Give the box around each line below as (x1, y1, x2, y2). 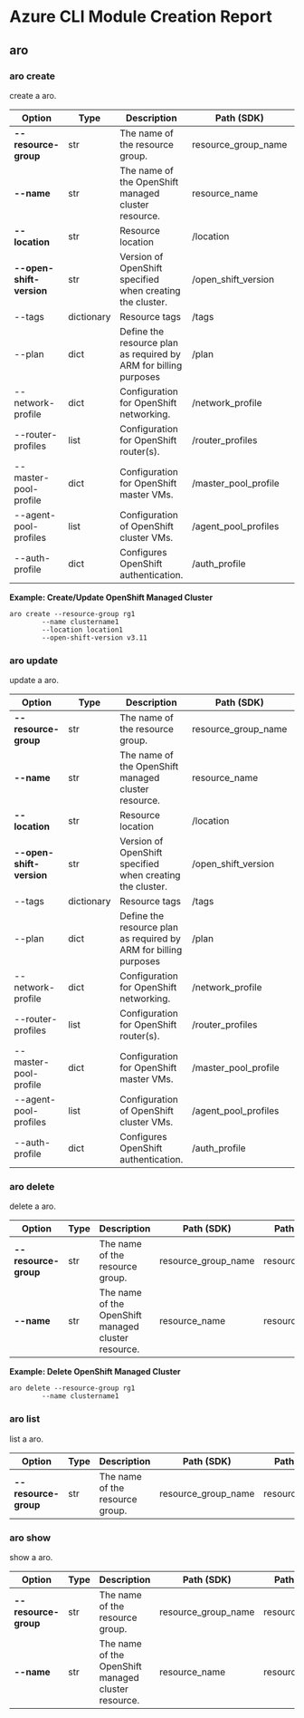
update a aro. (9, 675, 59, 686)
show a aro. (9, 1552, 53, 1563)
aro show (9, 1531, 52, 1544)
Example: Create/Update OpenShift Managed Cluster (9, 592, 214, 603)
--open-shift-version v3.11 (42, 632, 147, 642)
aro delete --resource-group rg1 (9, 1384, 136, 1393)
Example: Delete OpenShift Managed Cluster (9, 1366, 181, 1377)
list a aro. (9, 1433, 43, 1444)
